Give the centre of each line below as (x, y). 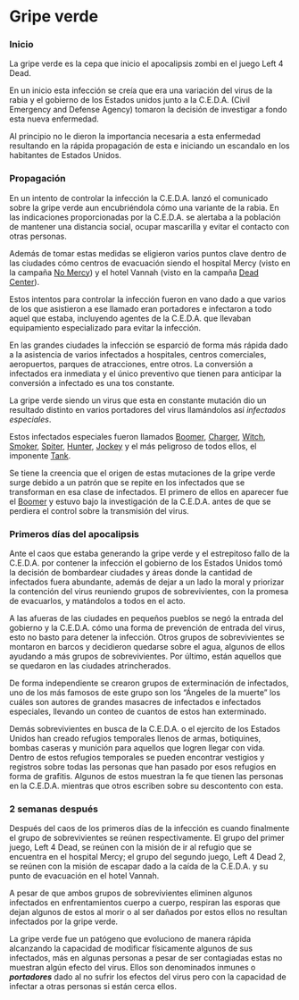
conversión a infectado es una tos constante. (92, 382)
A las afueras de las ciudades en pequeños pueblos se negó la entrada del (146, 618)
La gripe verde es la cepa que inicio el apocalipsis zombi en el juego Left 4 (146, 63)
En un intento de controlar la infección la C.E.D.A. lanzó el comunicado (139, 197)
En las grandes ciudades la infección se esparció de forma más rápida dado (149, 345)
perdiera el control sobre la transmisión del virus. (99, 510)
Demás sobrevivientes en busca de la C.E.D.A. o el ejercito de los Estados (145, 729)
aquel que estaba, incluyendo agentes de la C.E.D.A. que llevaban (130, 318)
